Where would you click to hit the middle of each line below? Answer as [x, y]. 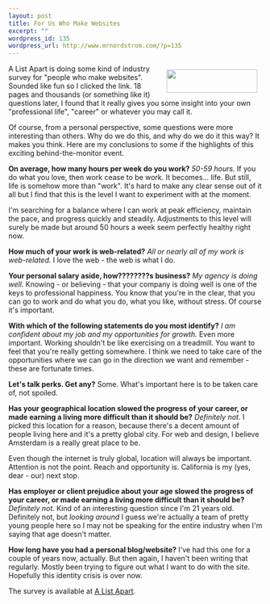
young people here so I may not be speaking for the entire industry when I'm [135, 526]
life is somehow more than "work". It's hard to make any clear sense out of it [135, 186]
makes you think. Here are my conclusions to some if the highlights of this [131, 145]
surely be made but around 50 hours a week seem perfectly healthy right [130, 228]
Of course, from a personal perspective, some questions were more [121, 128]
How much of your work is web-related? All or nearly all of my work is [126, 252]
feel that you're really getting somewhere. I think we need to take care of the [135, 351]
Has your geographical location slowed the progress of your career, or [128, 409]
